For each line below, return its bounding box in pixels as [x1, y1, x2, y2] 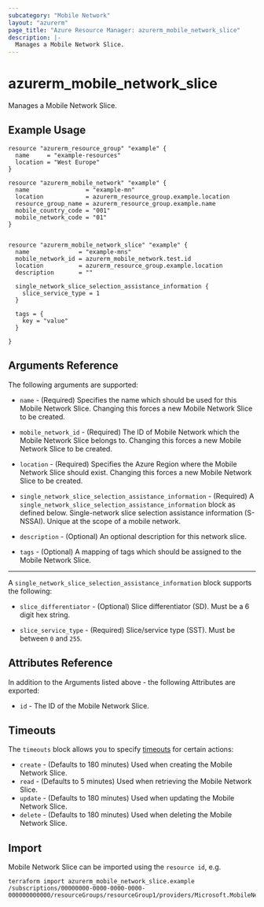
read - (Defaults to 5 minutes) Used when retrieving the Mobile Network [19, 777, 252, 786]
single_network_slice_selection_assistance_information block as [19, 500, 236, 509]
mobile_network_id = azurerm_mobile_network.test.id [15, 255, 192, 262]
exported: [8, 686, 40, 695]
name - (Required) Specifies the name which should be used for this [19, 395, 237, 404]
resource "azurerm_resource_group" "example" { [8, 144, 167, 152]
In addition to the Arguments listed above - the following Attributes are [8, 677, 236, 686]
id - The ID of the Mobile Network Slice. [19, 701, 149, 710]
